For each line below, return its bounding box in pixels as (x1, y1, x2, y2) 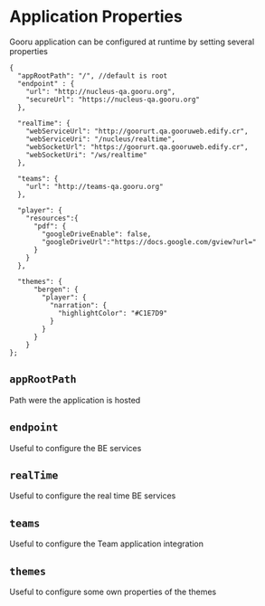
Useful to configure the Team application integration (9, 538, 204, 549)
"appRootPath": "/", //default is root (17, 71, 168, 80)
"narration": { (49, 300, 107, 309)
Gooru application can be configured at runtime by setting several (9, 36, 255, 47)
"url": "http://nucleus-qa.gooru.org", (25, 87, 176, 96)
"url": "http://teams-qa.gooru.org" (25, 182, 165, 191)
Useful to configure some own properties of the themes (9, 586, 217, 597)
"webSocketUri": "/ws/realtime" (25, 150, 147, 159)
